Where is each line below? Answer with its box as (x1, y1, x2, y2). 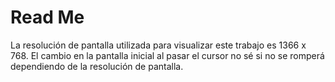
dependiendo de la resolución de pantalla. (10, 60, 184, 72)
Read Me (10, 6, 85, 29)
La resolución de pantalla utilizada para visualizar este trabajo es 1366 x (10, 39, 307, 51)
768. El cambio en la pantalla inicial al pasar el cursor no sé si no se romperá (10, 49, 325, 61)
